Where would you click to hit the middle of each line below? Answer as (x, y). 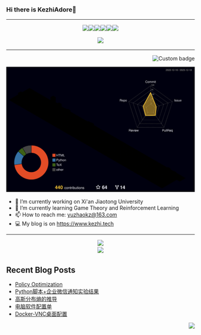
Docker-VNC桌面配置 (41, 314)
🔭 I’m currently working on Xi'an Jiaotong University (79, 202)
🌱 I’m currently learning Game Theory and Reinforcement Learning (97, 208)
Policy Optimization (39, 285)
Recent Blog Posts (41, 270)
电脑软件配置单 (33, 307)
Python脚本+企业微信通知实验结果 (57, 292)
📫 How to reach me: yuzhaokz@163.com (66, 215)
